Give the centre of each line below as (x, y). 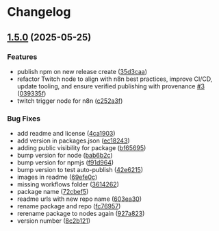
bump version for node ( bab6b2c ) (65, 156)
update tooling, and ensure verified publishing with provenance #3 (111, 86)
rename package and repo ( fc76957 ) (69, 206)
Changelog (39, 12)
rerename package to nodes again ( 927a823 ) (81, 214)
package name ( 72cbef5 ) (53, 192)
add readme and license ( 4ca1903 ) (66, 134)
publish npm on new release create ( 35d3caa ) (82, 71)
